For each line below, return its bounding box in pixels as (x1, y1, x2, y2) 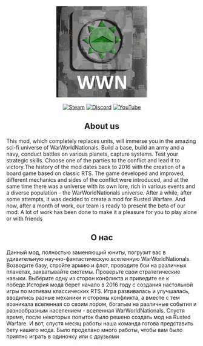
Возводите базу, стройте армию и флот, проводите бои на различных (6, 261, 187, 269)
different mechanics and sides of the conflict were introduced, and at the (6, 176, 188, 183)
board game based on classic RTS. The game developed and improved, (6, 170, 185, 177)
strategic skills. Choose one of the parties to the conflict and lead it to (6, 156, 181, 164)
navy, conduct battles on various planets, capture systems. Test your (6, 150, 179, 157)
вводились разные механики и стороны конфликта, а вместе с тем (6, 294, 181, 301)
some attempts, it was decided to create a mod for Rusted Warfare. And (6, 195, 186, 202)
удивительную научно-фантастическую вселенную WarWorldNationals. (6, 255, 191, 262)
